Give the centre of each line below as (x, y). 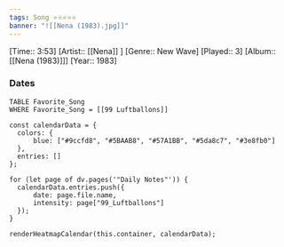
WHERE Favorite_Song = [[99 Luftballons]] (89, 109)
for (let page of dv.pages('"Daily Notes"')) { (99, 179)
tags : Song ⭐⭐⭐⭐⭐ (43, 17)
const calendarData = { (53, 125)
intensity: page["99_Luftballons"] (99, 203)
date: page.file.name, (75, 195)
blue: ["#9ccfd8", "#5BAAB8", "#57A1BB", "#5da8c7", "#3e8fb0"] (154, 140)
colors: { (35, 133)
